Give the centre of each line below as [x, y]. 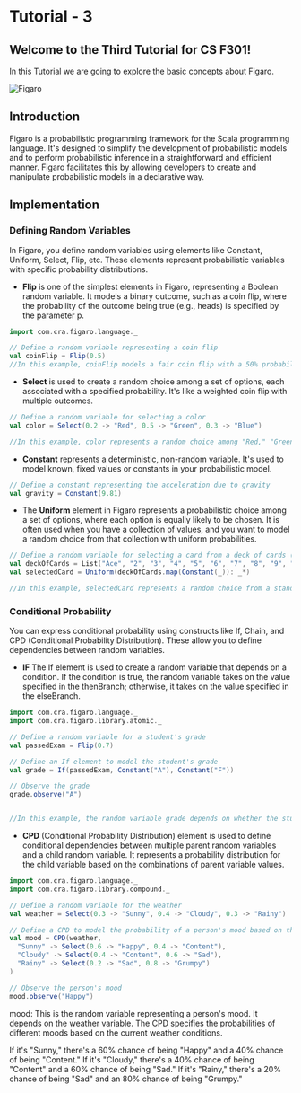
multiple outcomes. [58, 401]
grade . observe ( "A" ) [46, 795]
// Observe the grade [50, 786]
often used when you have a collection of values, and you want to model [156, 529]
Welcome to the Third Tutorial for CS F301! [130, 50]
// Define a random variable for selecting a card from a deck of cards [148, 555]
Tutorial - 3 [51, 17]
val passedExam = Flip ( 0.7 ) [62, 745]
